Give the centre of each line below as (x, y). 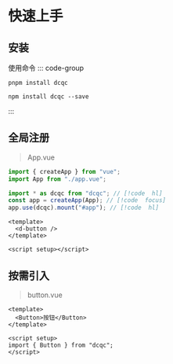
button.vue (45, 295)
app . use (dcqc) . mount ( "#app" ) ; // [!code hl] (83, 208)
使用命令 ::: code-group (46, 68)
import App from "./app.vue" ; (58, 179)
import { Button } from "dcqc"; (61, 345)
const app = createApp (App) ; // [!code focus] (87, 200)
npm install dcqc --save (49, 97)
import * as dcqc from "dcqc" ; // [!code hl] (85, 193)
